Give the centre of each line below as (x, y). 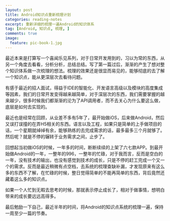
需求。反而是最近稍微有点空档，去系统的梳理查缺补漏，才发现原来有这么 (89, 166)
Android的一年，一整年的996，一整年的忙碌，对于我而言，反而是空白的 (88, 154)
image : (12, 39)
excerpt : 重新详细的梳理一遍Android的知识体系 (50, 24)
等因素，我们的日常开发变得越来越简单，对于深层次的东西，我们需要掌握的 (83, 94)
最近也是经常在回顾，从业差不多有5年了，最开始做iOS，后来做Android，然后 (85, 118)
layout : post (19, 10)
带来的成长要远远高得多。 (32, 196)
